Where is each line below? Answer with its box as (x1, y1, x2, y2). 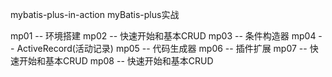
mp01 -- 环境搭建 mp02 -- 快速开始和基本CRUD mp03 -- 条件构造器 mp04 (10, 30, 317, 42)
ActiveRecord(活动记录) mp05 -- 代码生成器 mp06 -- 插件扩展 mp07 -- (16, 43, 308, 54)
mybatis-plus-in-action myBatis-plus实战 (10, 9, 180, 20)
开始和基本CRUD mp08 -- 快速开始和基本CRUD (18, 55, 214, 67)
